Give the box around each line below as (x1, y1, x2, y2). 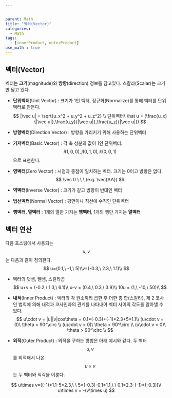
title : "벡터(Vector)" (5, 21, 52, 26)
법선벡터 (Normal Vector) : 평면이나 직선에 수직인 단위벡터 (12, 198, 129, 204)
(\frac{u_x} (144, 112, 167, 119)
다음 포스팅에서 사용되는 (5, 240, 54, 246)
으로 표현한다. (12, 157, 41, 163)
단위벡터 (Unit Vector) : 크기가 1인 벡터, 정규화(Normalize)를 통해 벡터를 (12, 97, 157, 103)
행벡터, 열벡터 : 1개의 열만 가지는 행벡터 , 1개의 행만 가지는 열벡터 (12, 209, 141, 215)
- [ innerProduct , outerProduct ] (10, 41, 80, 46)
